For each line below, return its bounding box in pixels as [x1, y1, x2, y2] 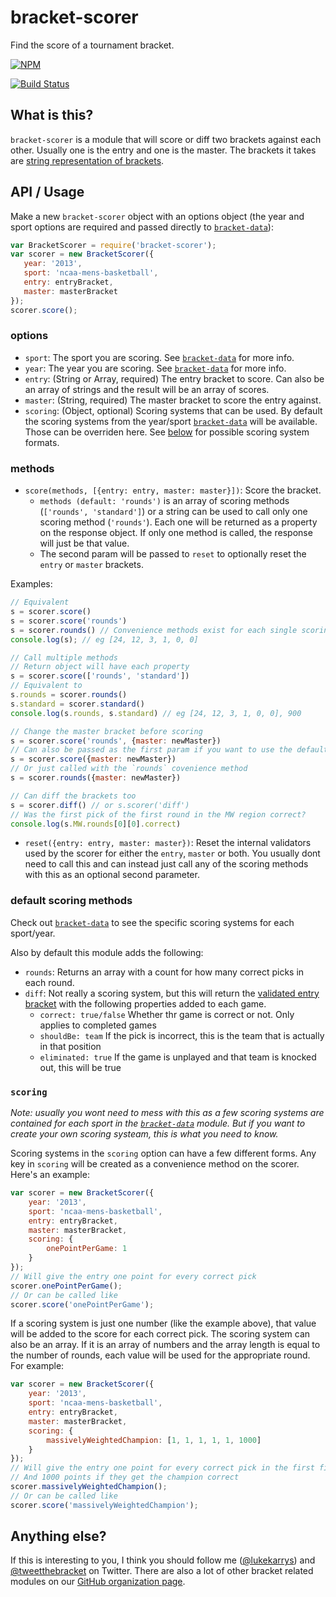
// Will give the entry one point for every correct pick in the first [10, 1463, 315, 1473]
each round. [24, 976, 75, 988]
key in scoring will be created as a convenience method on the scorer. [10, 1158, 300, 1170]
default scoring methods [10, 894, 133, 908]
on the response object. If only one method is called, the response [39, 527, 313, 539]
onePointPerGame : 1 [46, 1244, 128, 1254]
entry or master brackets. [39, 559, 144, 571]
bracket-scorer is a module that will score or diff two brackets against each [10, 133, 322, 145]
